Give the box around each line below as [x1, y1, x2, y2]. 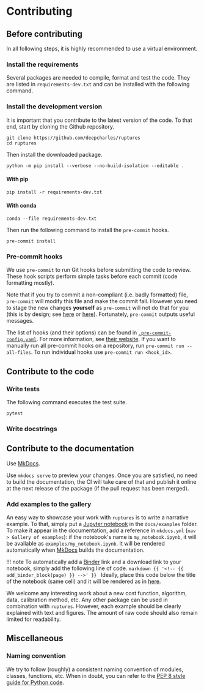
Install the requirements [6, 60, 79, 69]
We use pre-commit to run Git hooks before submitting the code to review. [6, 266, 191, 274]
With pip [6, 176, 29, 183]
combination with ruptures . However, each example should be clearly [6, 603, 181, 610]
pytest [6, 410, 23, 416]
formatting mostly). [6, 279, 55, 287]
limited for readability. [6, 615, 61, 623]
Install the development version [6, 102, 103, 111]
